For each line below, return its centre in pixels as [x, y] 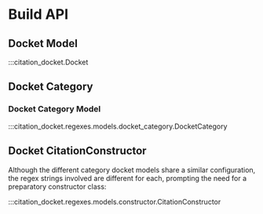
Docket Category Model [55, 109]
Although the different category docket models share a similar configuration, [132, 169]
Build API [38, 15]
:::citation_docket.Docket [48, 62]
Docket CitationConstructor [77, 151]
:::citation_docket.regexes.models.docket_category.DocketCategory [118, 126]
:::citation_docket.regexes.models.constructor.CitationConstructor [115, 201]
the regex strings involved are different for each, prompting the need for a [128, 178]
